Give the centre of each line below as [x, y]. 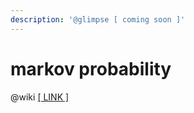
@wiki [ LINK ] [40, 97]
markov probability [91, 68]
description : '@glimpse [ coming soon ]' [98, 19]
